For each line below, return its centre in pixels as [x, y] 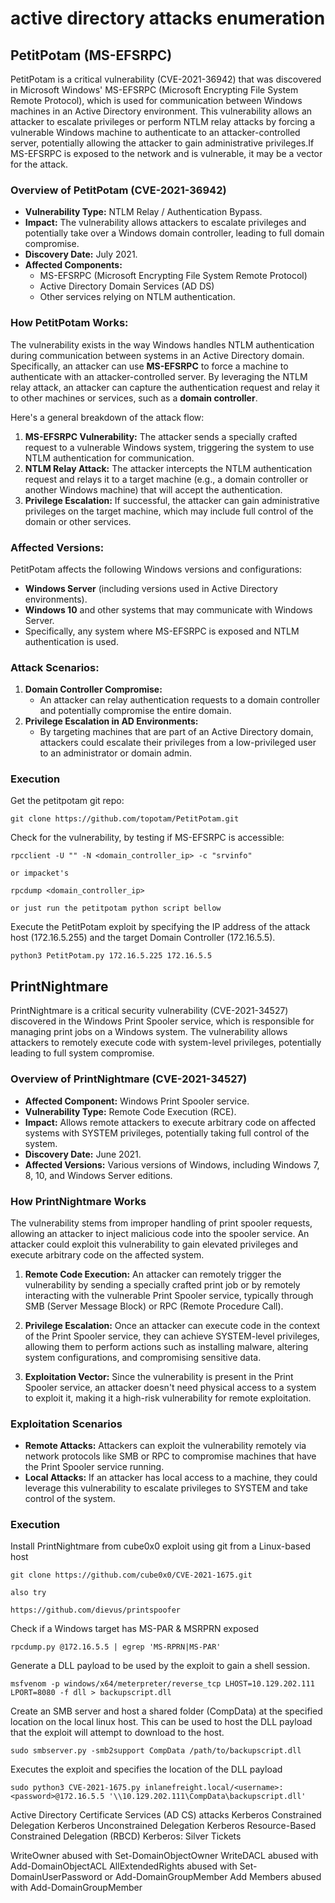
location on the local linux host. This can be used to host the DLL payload [161, 1722]
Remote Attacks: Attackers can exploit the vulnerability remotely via [165, 1446]
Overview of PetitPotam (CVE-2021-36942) [118, 190]
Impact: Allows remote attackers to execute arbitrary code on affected [170, 1122]
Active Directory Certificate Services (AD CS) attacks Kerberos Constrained [166, 1815]
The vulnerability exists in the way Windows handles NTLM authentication [162, 344]
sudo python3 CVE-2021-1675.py [75, 1788]
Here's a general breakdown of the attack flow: [107, 417]
